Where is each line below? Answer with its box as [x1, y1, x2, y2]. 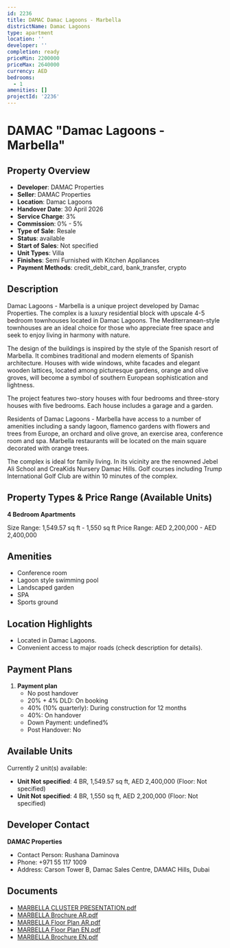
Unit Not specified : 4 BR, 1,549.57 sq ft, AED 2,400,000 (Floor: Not [16, 777, 207, 785]
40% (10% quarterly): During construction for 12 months [27, 704, 187, 712]
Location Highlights [7, 618, 93, 629]
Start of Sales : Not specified [16, 241, 98, 250]
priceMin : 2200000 [7, 55, 60, 62]
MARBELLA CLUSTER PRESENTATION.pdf [16, 903, 137, 912]
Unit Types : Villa [16, 249, 65, 257]
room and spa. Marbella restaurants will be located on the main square [7, 436, 207, 444]
